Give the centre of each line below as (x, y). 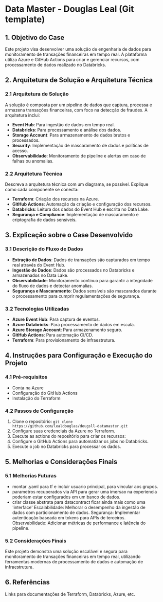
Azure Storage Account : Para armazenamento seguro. (67, 330)
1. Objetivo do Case (35, 37)
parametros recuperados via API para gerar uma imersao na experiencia (84, 491)
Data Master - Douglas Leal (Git (70, 9)
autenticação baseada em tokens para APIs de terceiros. (69, 517)
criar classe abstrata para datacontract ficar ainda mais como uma (79, 502)
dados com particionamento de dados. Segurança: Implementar (76, 513)
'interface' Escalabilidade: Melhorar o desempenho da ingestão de (79, 507)
